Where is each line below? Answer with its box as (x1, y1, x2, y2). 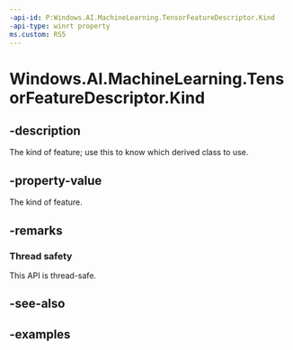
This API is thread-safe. (9, 270, 97, 281)
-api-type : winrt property (9, 22, 111, 31)
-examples (9, 327, 71, 342)
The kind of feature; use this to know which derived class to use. (9, 147, 249, 158)
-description (9, 123, 81, 138)
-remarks (9, 223, 63, 238)
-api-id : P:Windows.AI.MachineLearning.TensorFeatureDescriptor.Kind (9, 13, 276, 22)
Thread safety (9, 249, 73, 262)
